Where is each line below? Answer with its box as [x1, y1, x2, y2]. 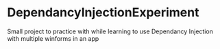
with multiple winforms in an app [7, 34, 99, 42]
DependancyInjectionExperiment [7, 5, 199, 20]
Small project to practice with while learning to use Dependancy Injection [7, 27, 214, 35]
